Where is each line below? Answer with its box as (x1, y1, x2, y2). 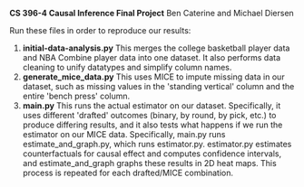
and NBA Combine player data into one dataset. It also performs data (22, 52, 281, 62)
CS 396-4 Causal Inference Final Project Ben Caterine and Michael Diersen (9, 8, 295, 18)
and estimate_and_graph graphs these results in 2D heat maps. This (22, 158, 277, 168)
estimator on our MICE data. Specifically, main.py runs (22, 129, 226, 139)
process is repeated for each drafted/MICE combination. (22, 167, 234, 178)
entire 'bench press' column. (22, 90, 131, 101)
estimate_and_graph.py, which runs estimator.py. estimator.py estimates (22, 139, 292, 149)
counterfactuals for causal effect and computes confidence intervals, (22, 148, 282, 159)
